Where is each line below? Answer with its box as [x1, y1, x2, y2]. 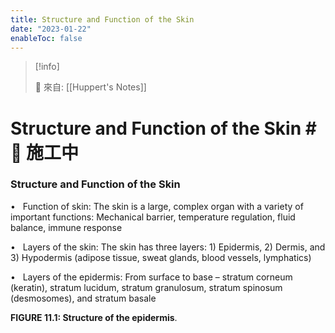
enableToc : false [10, 33, 83, 43]
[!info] [34, 61, 60, 73]
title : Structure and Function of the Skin [10, 14, 195, 25]
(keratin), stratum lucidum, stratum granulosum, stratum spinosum [10, 281, 283, 293]
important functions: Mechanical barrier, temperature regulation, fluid [10, 211, 296, 223]
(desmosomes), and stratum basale [10, 292, 157, 304]
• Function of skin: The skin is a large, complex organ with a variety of [10, 200, 304, 212]
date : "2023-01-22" [10, 24, 92, 34]
